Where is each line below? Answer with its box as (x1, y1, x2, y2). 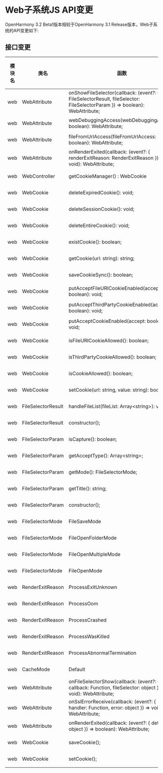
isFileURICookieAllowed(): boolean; (68, 337, 149, 344)
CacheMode (21, 666, 50, 673)
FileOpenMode (68, 567, 103, 574)
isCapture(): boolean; (68, 435, 117, 442)
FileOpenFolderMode (68, 534, 117, 541)
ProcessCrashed (68, 617, 107, 623)
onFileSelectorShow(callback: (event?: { (68, 678, 160, 685)
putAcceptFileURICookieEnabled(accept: (68, 284, 162, 291)
